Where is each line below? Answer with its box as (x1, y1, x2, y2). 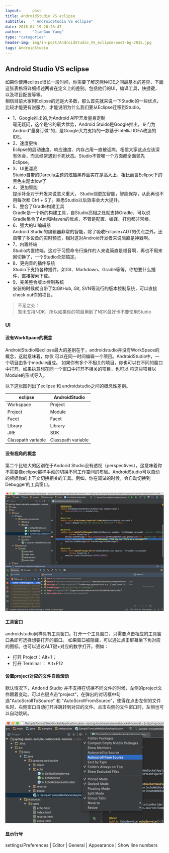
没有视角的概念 (5, 450, 36, 457)
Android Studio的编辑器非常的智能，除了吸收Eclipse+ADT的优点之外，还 (12, 228, 163, 234)
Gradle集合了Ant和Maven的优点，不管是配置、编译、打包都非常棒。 (12, 216, 153, 222)
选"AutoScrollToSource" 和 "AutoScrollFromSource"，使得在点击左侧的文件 (5, 697, 161, 704)
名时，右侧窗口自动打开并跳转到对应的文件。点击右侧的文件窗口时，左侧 (5, 704, 155, 710)
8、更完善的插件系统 (12, 260, 55, 266)
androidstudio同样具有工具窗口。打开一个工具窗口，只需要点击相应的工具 (5, 631, 157, 637)
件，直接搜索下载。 (12, 273, 53, 279)
